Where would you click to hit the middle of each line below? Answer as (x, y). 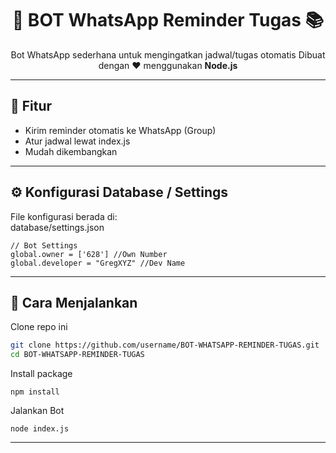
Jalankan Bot (37, 411)
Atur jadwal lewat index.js (77, 141)
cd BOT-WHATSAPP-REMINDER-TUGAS (77, 355)
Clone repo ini (39, 327)
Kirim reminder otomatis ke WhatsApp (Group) (120, 130)
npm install (35, 392)
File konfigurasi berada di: (64, 216)
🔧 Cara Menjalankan (74, 302)
